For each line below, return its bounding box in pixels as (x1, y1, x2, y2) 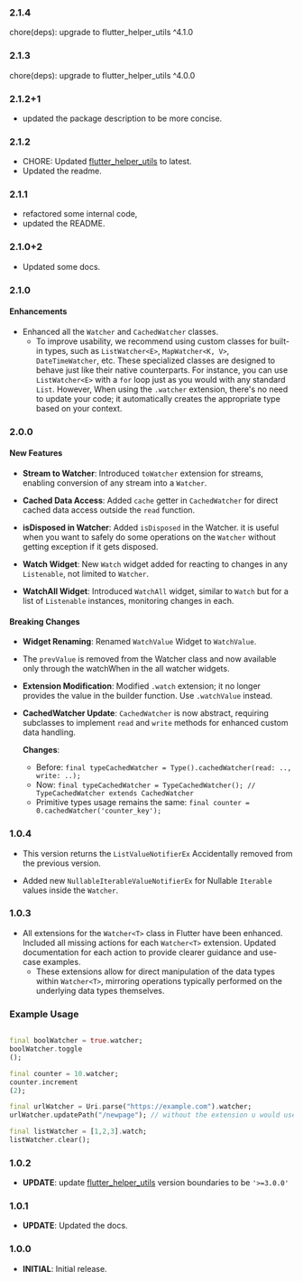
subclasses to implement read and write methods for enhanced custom (22, 718, 289, 729)
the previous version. (22, 858, 102, 868)
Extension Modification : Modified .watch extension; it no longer (22, 681, 262, 692)
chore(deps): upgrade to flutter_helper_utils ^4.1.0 (9, 27, 194, 38)
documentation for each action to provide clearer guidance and (22, 946, 259, 958)
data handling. (22, 727, 77, 738)
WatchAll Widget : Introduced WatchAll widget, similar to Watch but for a (22, 586, 289, 597)
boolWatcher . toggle (9, 1044, 83, 1054)
